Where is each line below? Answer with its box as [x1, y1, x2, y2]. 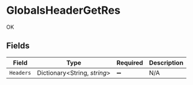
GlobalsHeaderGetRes [6, 4, 121, 17]
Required [116, 58, 143, 66]
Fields [6, 41, 30, 51]
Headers [9, 69, 31, 76]
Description [149, 58, 183, 66]
